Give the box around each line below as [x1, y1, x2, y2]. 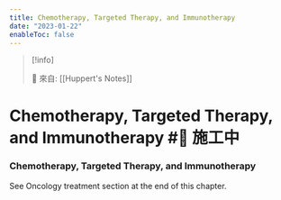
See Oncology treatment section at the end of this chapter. [9, 180, 227, 191]
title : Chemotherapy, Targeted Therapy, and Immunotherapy [9, 13, 236, 23]
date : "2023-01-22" [9, 22, 83, 31]
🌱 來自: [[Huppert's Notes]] [31, 73, 132, 84]
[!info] [31, 55, 54, 66]
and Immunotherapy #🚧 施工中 [9, 127, 240, 148]
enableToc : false [9, 30, 75, 39]
